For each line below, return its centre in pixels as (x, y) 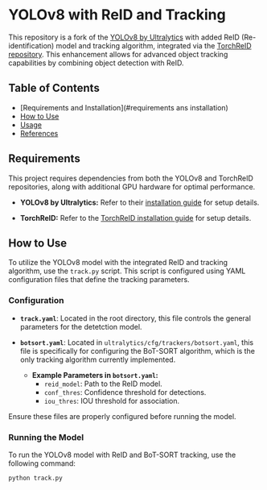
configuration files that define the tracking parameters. (99, 280)
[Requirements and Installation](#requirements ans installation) (124, 107)
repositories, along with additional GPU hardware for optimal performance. (132, 186)
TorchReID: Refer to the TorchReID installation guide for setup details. (136, 218)
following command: (42, 463)
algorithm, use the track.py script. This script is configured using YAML (127, 271)
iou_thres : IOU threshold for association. (111, 401)
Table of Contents (54, 88)
